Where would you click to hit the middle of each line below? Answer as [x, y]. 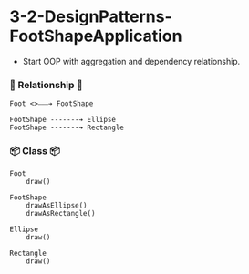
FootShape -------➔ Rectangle [67, 128]
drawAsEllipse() [57, 205]
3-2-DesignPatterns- [91, 17]
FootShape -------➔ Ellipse [63, 120]
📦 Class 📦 [35, 151]
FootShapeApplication [96, 36]
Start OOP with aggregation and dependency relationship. [131, 61]
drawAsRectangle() [61, 213]
